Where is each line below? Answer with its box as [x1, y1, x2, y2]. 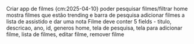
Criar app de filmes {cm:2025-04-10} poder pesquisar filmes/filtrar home [6, 5, 188, 12]
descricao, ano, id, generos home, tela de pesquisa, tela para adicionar [6, 24, 183, 31]
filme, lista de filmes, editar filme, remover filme [6, 31, 125, 38]
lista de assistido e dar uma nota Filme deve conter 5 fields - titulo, [6, 18, 172, 25]
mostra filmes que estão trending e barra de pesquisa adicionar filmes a [6, 11, 185, 19]
